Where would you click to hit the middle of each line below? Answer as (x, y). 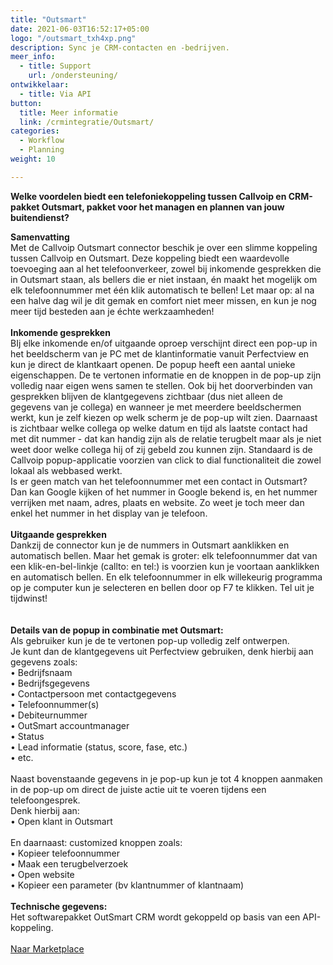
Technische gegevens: (59, 906)
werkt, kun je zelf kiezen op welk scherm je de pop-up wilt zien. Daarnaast (164, 417)
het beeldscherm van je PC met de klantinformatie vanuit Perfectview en (160, 353)
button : (26, 103)
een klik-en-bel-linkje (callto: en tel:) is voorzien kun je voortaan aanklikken (165, 566)
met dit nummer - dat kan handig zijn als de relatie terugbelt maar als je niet (166, 438)
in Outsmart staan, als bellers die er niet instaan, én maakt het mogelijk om (164, 279)
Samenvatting (40, 237)
